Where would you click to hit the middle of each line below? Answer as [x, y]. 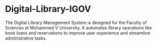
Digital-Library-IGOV [48, 9]
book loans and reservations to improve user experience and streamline [78, 33]
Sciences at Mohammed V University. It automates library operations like [78, 27]
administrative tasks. [26, 38]
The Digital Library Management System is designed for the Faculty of [76, 22]
